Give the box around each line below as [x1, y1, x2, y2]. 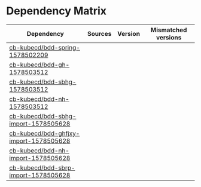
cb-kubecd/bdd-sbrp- [9, 163, 75, 171]
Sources [87, 29, 112, 38]
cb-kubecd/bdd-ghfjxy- [9, 129, 80, 137]
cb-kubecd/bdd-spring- [9, 43, 81, 51]
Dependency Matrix [6, 4, 106, 18]
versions [156, 33, 182, 41]
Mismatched [150, 26, 187, 34]
